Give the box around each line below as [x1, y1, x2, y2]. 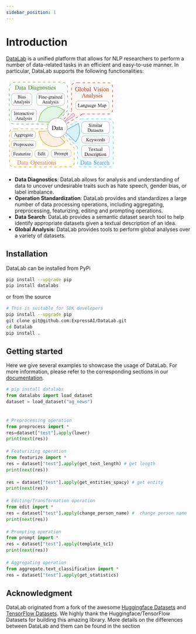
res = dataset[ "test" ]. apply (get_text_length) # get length [6, 460, 156, 466]
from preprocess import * [6, 423, 69, 429]
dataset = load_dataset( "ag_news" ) [6, 399, 93, 405]
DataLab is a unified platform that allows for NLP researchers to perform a [6, 55, 184, 62]
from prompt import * [6, 535, 59, 541]
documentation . [6, 374, 44, 381]
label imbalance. [14, 188, 54, 195]
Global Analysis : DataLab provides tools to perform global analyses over [14, 226, 191, 233]
